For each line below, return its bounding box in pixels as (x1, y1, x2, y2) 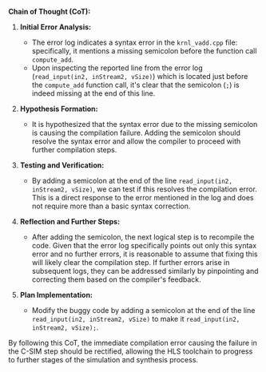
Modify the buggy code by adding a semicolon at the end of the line (31, 306, 256, 315)
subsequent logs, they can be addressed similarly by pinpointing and (31, 267, 259, 275)
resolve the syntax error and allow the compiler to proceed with (31, 137, 241, 146)
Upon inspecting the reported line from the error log (31, 63, 204, 73)
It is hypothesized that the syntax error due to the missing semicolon (31, 120, 258, 129)
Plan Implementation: (19, 291, 93, 299)
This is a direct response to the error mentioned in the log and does (31, 193, 254, 202)
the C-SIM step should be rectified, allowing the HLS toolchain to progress (8, 346, 253, 356)
